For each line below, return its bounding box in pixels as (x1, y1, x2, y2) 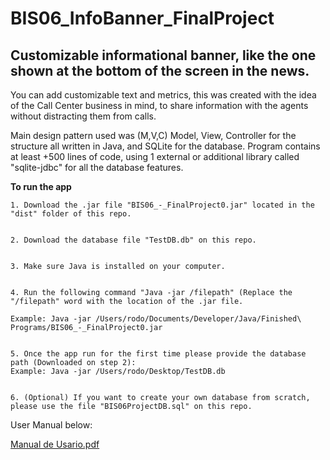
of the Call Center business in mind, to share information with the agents (10, 100, 309, 111)
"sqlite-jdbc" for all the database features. (10, 162, 184, 173)
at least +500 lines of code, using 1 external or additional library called (10, 151, 300, 162)
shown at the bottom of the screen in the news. (10, 62, 310, 79)
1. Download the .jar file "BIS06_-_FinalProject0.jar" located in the (10, 200, 315, 210)
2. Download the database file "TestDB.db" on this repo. (10, 235, 257, 245)
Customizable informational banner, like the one (10, 47, 317, 64)
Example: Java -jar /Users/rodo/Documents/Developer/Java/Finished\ (10, 314, 302, 324)
